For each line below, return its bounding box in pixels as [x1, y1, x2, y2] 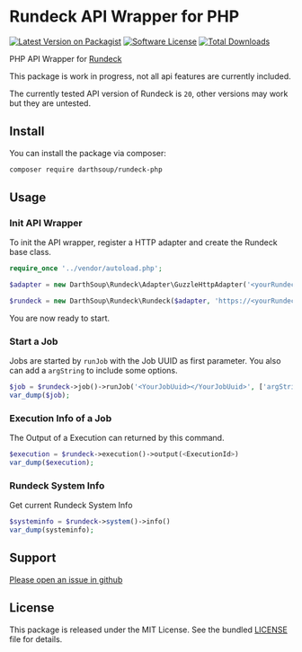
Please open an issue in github [9, 574, 123, 585]
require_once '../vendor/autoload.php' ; [9, 264, 164, 273]
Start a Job [9, 335, 58, 348]
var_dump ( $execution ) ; [9, 458, 94, 468]
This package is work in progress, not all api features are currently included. [9, 70, 291, 82]
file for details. [9, 633, 63, 644]
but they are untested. [9, 97, 92, 109]
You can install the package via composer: [9, 147, 166, 158]
